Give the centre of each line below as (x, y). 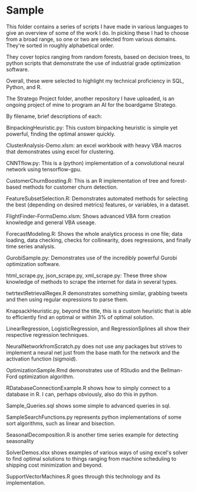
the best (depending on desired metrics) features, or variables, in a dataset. (98, 205)
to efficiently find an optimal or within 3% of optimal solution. (80, 317)
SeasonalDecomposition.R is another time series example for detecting (92, 435)
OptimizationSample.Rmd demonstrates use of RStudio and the (83, 370)
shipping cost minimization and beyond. (55, 465)
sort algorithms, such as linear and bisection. (61, 423)
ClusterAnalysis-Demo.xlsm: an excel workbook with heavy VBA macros (94, 145)
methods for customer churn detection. (70, 187)
